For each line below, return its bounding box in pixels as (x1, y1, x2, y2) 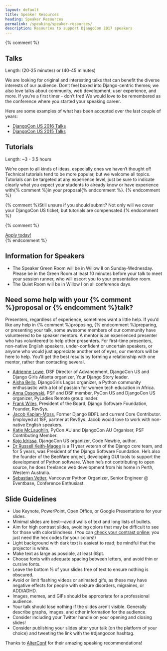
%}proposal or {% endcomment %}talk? (5, 303, 134, 311)
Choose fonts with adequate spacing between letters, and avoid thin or (12, 556, 159, 562)
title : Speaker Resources (5, 12, 59, 17)
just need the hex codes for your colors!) (12, 534, 96, 540)
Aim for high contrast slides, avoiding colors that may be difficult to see (12, 524, 159, 530)
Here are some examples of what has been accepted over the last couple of (5, 108, 161, 114)
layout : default (5, 7, 39, 12)
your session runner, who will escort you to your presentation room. (12, 275, 152, 281)
